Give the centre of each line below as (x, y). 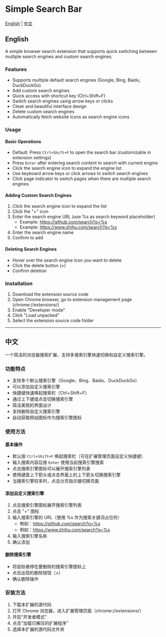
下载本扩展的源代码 (32, 604)
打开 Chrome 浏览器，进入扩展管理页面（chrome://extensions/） (78, 611)
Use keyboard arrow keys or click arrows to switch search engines (80, 174)
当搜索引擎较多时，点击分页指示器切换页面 (56, 481)
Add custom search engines (41, 91)
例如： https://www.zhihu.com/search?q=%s (65, 530)
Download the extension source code (50, 294)
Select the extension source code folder (53, 320)
